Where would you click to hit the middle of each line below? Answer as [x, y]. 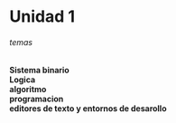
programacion [37, 99]
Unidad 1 [42, 17]
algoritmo [28, 90]
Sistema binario [39, 71]
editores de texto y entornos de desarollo [88, 109]
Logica [23, 80]
